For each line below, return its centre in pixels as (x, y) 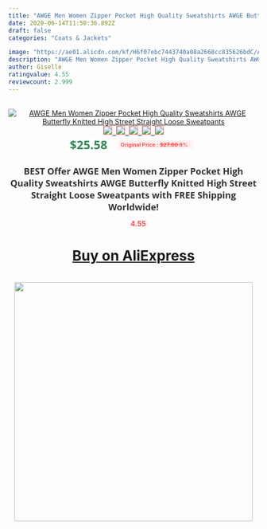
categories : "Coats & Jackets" (60, 38)
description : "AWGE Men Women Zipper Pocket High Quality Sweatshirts (128, 60)
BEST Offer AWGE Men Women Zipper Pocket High (133, 171)
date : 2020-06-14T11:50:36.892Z (62, 23)
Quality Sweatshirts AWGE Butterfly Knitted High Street (133, 183)
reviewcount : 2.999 (41, 82)
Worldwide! (133, 207)
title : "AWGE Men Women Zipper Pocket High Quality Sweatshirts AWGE (126, 16)
